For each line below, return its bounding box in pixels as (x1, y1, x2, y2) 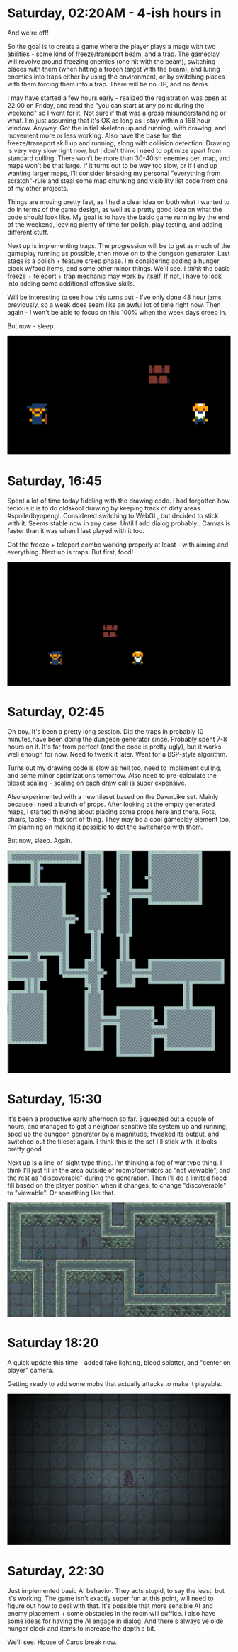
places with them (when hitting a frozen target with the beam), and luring (7, 65, 220, 73)
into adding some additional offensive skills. (7, 279, 135, 288)
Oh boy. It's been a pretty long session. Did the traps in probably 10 (7, 727, 204, 735)
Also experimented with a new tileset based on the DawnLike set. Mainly (7, 792, 219, 800)
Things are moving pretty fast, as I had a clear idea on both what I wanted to (7, 197, 230, 206)
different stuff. (7, 228, 49, 236)
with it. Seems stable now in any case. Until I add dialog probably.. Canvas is (7, 519, 231, 528)
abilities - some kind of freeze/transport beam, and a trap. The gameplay (7, 50, 220, 58)
